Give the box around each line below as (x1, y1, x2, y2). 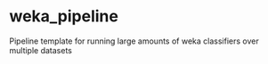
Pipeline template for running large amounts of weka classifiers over (9, 36, 260, 46)
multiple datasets (9, 44, 73, 55)
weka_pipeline (9, 6, 118, 27)
